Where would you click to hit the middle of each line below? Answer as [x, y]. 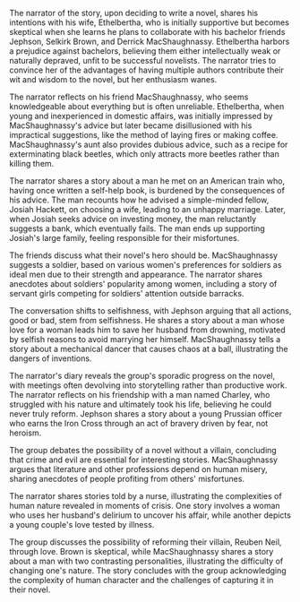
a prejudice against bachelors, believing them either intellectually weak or [145, 51]
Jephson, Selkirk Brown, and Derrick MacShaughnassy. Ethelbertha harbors [150, 41]
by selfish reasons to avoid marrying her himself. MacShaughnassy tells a [145, 339]
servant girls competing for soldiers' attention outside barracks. [127, 293]
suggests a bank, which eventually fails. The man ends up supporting [137, 228]
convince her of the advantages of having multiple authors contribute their [147, 70]
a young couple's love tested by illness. [82, 525]
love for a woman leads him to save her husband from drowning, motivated [148, 330]
